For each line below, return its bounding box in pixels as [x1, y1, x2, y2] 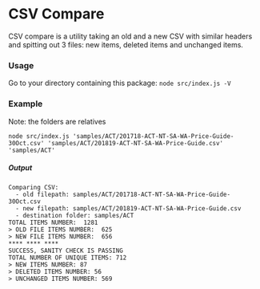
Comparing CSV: [8, 183, 59, 191]
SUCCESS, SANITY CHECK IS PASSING [8, 246, 124, 254]
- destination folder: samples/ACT [15, 211, 134, 219]
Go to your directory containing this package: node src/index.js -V [8, 78, 231, 88]
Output [8, 163, 33, 173]
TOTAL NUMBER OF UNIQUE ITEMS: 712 [8, 254, 127, 262]
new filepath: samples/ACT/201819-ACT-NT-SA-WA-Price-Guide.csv [22, 204, 242, 213]
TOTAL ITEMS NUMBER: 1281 [8, 218, 98, 226]
